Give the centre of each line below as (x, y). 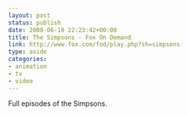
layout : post (29, 15)
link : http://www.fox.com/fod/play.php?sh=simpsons (94, 45)
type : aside (27, 52)
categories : (27, 60)
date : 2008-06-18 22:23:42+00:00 (63, 30)
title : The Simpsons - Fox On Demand (70, 37)
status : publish (34, 23)
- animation (27, 67)
